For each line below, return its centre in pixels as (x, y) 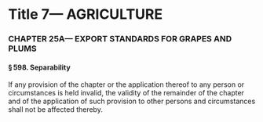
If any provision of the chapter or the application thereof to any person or (126, 84)
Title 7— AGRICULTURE (86, 14)
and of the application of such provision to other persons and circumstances (132, 101)
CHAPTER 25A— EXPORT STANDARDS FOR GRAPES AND (120, 39)
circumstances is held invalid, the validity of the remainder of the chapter (126, 93)
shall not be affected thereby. (56, 109)
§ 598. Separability (39, 67)
